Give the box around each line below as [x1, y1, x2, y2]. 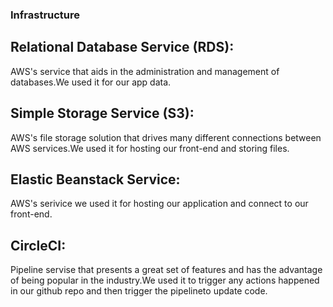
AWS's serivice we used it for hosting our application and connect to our [10, 198, 309, 210]
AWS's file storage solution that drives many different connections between [10, 131, 322, 143]
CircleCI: [10, 237, 67, 254]
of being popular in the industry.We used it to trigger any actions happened [10, 274, 320, 287]
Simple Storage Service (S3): [10, 105, 195, 122]
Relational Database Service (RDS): [10, 39, 235, 56]
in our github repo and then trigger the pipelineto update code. [10, 285, 268, 297]
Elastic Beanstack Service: [10, 171, 181, 188]
